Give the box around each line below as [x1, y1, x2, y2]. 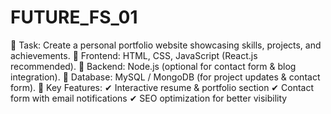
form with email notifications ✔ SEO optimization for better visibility [10, 92, 288, 104]
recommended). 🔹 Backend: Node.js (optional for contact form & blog [10, 60, 297, 72]
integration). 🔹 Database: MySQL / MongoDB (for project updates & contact [10, 71, 321, 83]
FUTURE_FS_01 [10, 6, 138, 29]
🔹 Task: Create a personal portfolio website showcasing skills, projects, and [10, 39, 322, 51]
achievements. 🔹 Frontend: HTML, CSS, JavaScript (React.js [10, 49, 258, 61]
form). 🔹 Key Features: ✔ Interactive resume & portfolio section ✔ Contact [10, 81, 314, 93]
